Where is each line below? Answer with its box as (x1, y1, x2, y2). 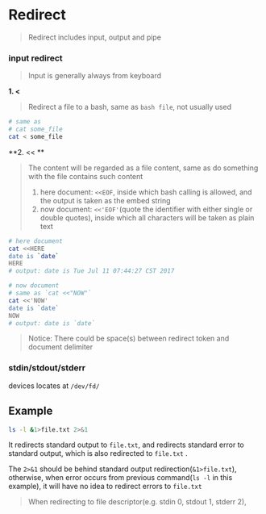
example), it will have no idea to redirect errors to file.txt (8, 482, 202, 491)
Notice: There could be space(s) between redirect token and (27, 333, 230, 344)
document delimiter (27, 342, 94, 352)
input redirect (8, 52, 63, 64)
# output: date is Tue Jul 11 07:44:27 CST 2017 (8, 267, 175, 275)
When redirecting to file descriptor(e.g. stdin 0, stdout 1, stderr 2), (27, 497, 247, 507)
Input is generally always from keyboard (27, 71, 162, 81)
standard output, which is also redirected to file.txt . (8, 449, 188, 458)
